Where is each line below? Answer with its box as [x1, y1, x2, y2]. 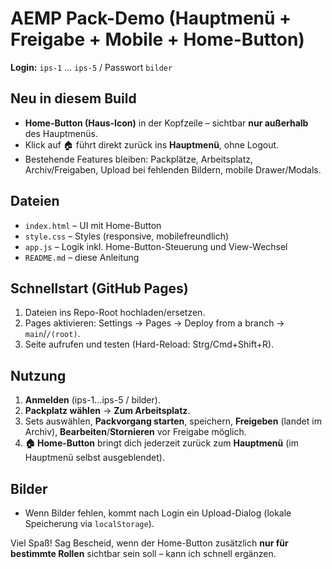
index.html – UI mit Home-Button [24, 219, 162, 231]
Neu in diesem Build [10, 90, 137, 107]
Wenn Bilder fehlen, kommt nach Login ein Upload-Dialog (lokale [24, 507, 292, 519]
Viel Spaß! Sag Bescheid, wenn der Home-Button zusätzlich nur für [10, 537, 289, 549]
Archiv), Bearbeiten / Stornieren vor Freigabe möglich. [24, 426, 247, 438]
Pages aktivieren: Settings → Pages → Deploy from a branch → [24, 317, 285, 329]
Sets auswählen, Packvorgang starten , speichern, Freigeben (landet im [24, 415, 322, 427]
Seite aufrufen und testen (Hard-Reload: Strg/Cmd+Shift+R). [24, 338, 275, 351]
